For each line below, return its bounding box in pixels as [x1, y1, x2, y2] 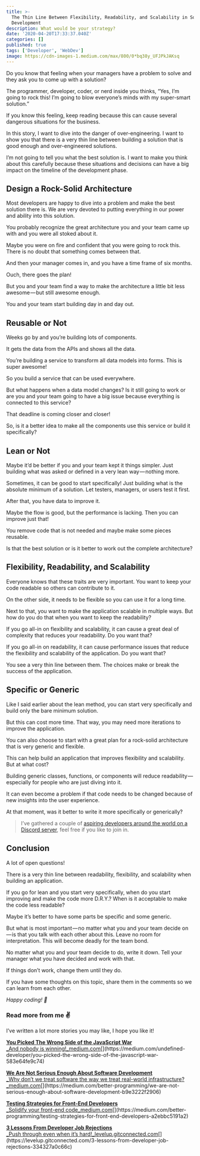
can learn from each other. [6, 984, 71, 991]
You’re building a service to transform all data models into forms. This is [6, 357, 183, 364]
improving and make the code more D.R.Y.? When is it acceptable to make [6, 895, 187, 902]
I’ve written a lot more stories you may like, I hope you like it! [6, 1027, 155, 1034]
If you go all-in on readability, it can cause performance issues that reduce [6, 643, 189, 651]
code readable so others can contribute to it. [6, 584, 115, 591]
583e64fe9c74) [6, 1058, 45, 1065]
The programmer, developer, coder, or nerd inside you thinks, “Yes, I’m [6, 87, 180, 94]
